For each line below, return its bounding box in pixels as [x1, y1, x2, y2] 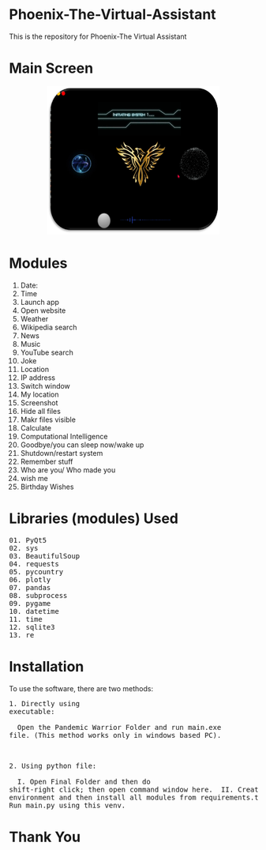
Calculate [20, 423, 52, 432]
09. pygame [9, 599, 51, 607]
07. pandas [9, 583, 51, 592]
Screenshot [20, 397, 58, 408]
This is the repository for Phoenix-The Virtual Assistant [9, 32, 187, 41]
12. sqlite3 [9, 622, 55, 631]
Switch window [20, 381, 70, 390]
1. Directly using [9, 699, 81, 708]
